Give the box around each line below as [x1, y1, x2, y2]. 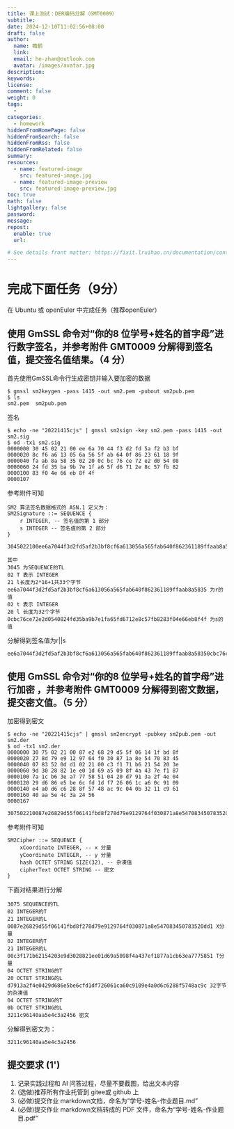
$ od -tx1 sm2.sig [7, 439, 61, 446]
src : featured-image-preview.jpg [19, 185, 117, 192]
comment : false [7, 88, 52, 95]
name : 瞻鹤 [13, 42, 43, 49]
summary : [7, 152, 33, 160]
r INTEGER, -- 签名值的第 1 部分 [19, 517, 109, 524]
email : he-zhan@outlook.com [13, 56, 95, 63]
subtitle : [7, 17, 36, 24]
